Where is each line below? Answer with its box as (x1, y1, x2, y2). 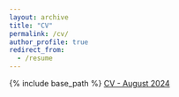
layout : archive (9, 12, 69, 22)
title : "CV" (9, 21, 53, 30)
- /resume (17, 54, 53, 63)
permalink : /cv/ (9, 29, 69, 38)
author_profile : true (9, 37, 89, 47)
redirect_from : (9, 46, 65, 55)
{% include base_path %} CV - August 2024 (9, 78, 170, 88)
